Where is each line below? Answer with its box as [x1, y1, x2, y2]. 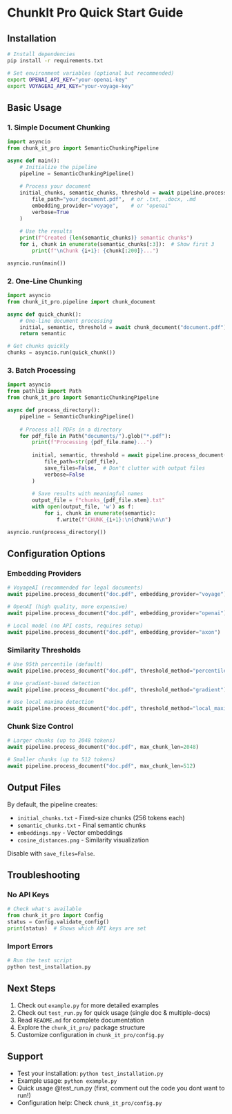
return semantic [19, 330, 67, 337]
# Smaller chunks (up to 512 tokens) [7, 757, 116, 763]
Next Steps [7, 982, 56, 995]
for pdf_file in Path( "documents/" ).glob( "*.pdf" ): [19, 432, 171, 439]
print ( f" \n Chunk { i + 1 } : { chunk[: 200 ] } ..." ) [32, 247, 159, 254]
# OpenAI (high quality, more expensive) [7, 603, 128, 610]
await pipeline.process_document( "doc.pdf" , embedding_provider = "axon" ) [7, 628, 221, 635]
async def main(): [7, 157, 60, 164]
